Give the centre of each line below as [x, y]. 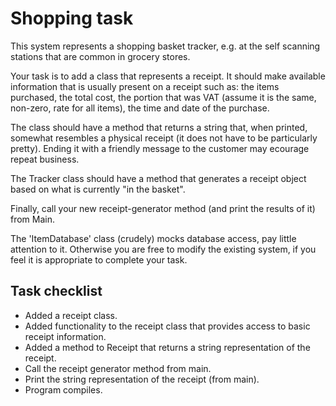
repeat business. [45, 159]
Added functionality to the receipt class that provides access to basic [167, 326]
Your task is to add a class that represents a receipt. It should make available [168, 76]
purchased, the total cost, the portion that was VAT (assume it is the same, [163, 97]
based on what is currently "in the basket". [98, 189]
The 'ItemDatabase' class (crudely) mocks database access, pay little [153, 238]
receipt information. [65, 336]
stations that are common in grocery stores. [100, 56]
